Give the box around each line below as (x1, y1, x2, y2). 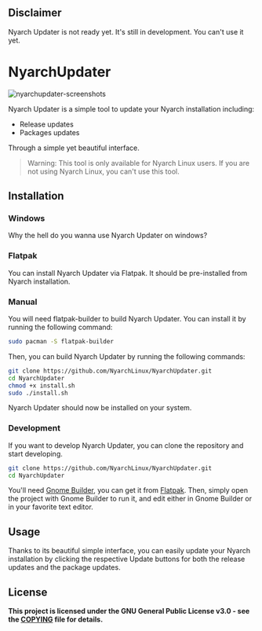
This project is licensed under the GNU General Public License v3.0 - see (8, 607, 250, 616)
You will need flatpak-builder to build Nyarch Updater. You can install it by (8, 314, 246, 324)
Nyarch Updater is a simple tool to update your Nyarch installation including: (8, 104, 255, 113)
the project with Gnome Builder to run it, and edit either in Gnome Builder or (8, 494, 253, 504)
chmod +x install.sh (8, 381, 76, 390)
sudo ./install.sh (8, 389, 68, 397)
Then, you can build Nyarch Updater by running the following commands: (8, 351, 246, 361)
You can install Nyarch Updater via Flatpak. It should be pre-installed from (8, 268, 248, 277)
